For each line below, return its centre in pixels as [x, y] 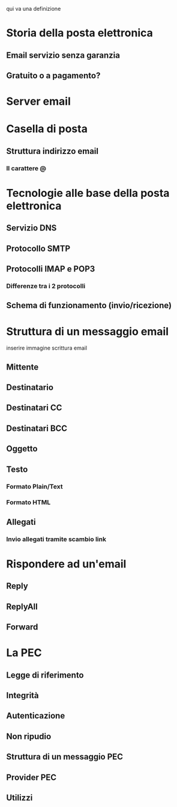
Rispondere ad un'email [66, 564]
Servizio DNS [31, 228]
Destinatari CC [34, 408]
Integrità [22, 695]
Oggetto [22, 449]
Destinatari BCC [37, 428]
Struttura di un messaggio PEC [65, 757]
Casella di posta [47, 129]
